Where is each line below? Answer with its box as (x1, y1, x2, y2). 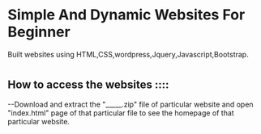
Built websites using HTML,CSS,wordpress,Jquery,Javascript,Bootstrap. (7, 49, 249, 59)
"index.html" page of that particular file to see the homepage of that (7, 107, 234, 118)
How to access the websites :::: (7, 78, 169, 92)
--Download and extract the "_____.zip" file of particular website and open (7, 99, 254, 109)
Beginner (7, 23, 71, 41)
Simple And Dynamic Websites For (7, 6, 246, 24)
